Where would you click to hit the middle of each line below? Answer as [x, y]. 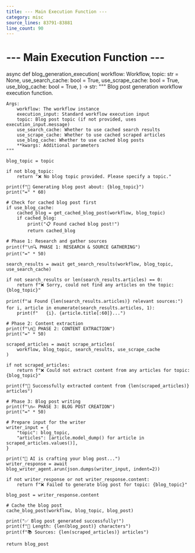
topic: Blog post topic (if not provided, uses [76, 119]
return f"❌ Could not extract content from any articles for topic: [103, 371]
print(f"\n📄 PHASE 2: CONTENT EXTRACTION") [61, 329]
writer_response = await [37, 464]
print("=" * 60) [26, 192]
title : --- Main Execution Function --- [57, 12]
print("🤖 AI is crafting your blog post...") [63, 459]
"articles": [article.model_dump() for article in [81, 438]
